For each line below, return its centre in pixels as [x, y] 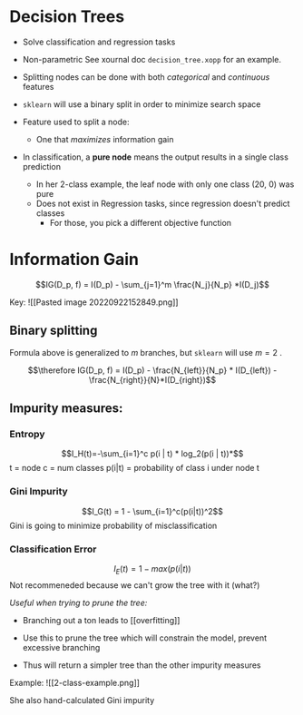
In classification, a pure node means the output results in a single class [155, 157]
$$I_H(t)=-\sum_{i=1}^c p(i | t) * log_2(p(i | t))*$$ [152, 454]
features [38, 86]
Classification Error [53, 549]
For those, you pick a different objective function [141, 222]
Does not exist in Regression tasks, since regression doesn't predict [163, 203]
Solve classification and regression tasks [99, 42]
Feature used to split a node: [76, 122]
